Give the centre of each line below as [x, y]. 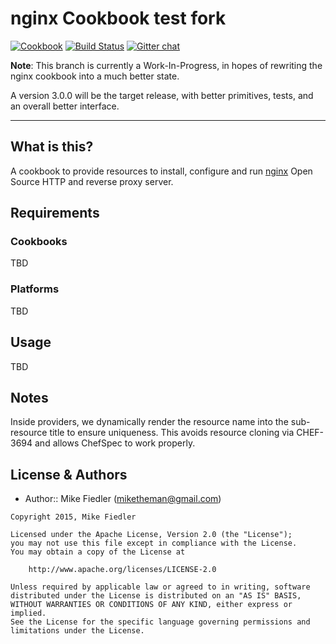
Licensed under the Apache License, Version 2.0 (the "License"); [151, 535]
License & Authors [69, 474]
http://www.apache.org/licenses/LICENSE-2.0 [122, 570]
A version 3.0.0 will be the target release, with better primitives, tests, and [162, 95]
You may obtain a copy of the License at [98, 552]
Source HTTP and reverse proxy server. [92, 181]
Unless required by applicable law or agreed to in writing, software [160, 587]
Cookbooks [39, 242]
